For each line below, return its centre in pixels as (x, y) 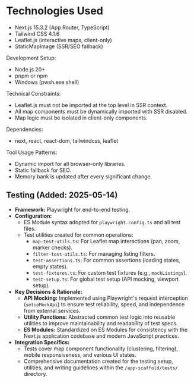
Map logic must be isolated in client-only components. (81, 118)
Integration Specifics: (42, 342)
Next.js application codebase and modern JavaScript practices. (101, 336)
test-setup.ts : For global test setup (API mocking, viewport (106, 279)
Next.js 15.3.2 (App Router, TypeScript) (62, 27)
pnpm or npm (31, 76)
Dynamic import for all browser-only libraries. (70, 164)
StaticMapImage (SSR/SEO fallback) (59, 46)
